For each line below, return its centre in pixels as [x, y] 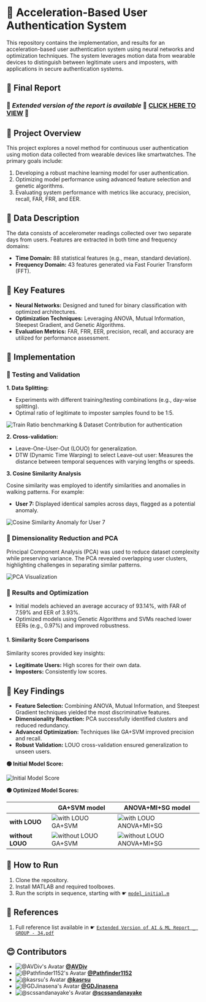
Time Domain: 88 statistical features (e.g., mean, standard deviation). [103, 258]
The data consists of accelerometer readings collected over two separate [99, 233]
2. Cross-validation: [32, 437]
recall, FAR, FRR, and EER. [48, 199]
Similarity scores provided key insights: [56, 653]
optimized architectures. [46, 311]
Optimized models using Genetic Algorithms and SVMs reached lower [103, 619]
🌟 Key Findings [35, 691]
